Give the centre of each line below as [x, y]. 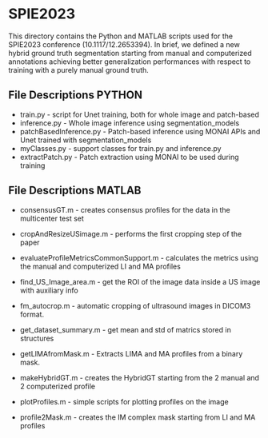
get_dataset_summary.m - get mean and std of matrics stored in [126, 329]
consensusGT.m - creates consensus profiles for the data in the [125, 209]
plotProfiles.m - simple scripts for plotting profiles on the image [124, 401]
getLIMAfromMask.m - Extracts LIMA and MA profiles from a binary [131, 353]
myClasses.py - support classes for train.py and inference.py [120, 148]
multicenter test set [52, 218]
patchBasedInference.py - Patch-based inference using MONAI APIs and [140, 131]
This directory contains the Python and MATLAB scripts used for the [121, 36]
